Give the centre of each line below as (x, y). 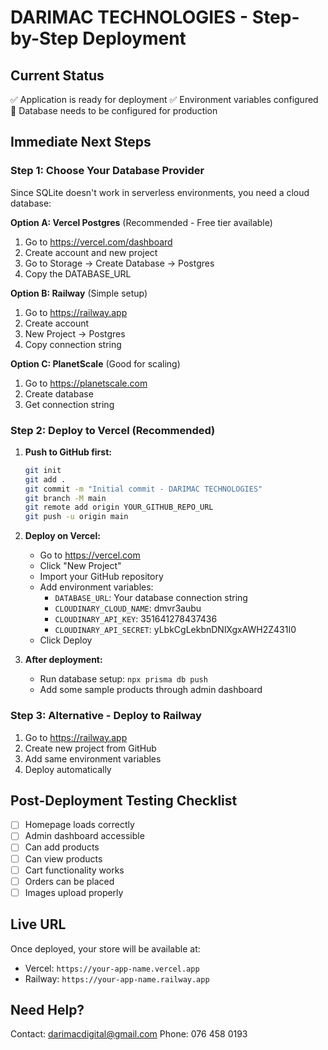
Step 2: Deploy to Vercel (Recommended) (113, 430)
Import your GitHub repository (101, 577)
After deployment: (63, 660)
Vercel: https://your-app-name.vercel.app (112, 968)
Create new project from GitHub (90, 748)
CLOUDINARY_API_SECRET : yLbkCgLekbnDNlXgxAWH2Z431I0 (175, 630)
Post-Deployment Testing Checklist (124, 800)
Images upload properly (74, 892)
